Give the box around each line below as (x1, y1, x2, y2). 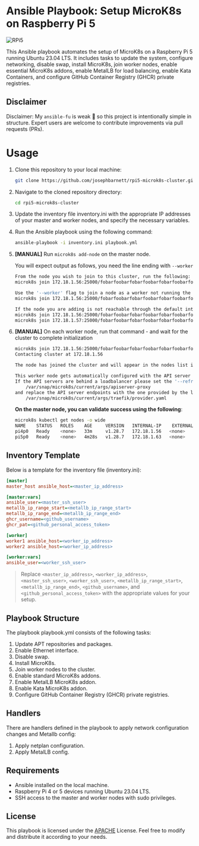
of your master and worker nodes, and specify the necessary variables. (14, 217, 190, 224)
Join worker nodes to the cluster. (14, 666, 96, 673)
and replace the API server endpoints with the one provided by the (14, 389, 188, 395)
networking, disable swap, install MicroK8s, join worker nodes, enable (6, 61, 178, 68)
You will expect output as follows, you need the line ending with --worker (14, 262, 194, 269)
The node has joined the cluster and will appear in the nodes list (14, 362, 188, 369)
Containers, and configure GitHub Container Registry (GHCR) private (6, 73, 174, 80)
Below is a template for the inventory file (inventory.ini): (6, 466, 141, 473)
